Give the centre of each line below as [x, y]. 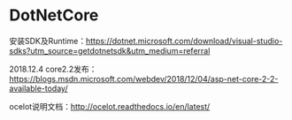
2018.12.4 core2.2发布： [53, 69]
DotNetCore [54, 15]
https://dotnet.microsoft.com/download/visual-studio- [184, 41]
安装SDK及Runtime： [48, 41]
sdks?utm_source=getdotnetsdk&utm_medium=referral [110, 50]
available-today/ [38, 88]
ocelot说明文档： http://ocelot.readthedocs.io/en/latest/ [110, 106]
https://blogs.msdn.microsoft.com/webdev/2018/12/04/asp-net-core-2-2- [144, 79]
